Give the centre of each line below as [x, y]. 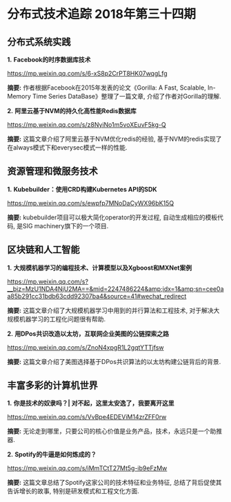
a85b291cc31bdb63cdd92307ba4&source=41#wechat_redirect [97, 296]
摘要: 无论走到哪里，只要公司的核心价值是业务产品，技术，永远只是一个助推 [115, 431]
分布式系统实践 [39, 42]
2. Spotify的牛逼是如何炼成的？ [52, 454]
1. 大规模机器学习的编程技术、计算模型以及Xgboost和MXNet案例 [99, 268]
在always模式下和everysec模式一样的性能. [67, 148]
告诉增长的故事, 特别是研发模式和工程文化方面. [73, 491]
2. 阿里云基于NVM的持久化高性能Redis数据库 [72, 111]
